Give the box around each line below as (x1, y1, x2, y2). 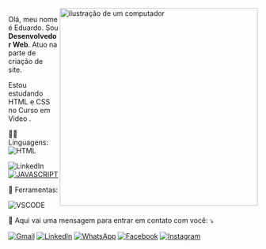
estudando (8, 89, 44, 98)
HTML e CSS (8, 97, 51, 106)
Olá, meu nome (8, 15, 58, 24)
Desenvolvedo (8, 32, 57, 40)
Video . (8, 114, 32, 123)
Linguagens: (8, 138, 49, 147)
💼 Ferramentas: (8, 185, 59, 194)
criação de (8, 57, 44, 66)
